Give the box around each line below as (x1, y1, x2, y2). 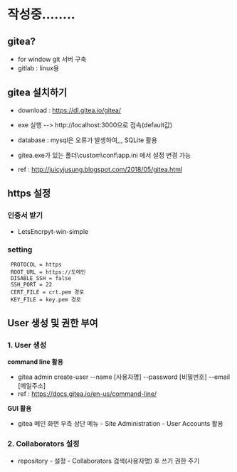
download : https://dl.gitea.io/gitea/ (17, 106, 122, 114)
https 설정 (7, 188, 51, 200)
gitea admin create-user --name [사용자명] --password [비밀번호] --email (17, 372, 230, 381)
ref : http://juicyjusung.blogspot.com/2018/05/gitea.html (17, 165, 183, 173)
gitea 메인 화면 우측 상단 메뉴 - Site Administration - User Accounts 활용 (17, 419, 224, 428)
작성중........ (7, 6, 76, 23)
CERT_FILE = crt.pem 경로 (10, 289, 85, 296)
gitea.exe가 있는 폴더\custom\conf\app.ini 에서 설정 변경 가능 (17, 151, 191, 159)
